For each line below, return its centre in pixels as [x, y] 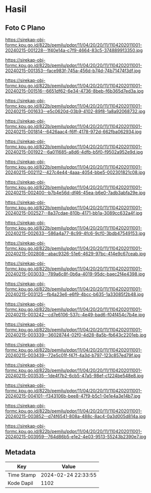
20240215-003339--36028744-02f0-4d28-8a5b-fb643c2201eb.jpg [76, 335]
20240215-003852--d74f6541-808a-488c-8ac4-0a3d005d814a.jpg [75, 416]
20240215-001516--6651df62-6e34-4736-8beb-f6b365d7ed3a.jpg [74, 91]
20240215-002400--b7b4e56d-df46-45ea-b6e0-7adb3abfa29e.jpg [75, 193]
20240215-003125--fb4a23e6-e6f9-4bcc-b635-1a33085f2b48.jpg [75, 294]
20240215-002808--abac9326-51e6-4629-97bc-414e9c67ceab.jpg [75, 254]
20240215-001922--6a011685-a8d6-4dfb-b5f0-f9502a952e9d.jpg [74, 152]
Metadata [20, 452]
